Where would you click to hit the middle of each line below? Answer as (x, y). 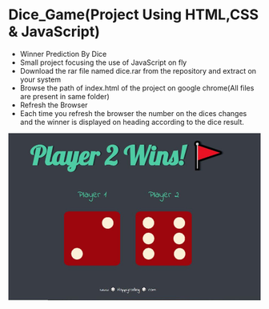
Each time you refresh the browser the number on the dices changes (133, 113)
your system (40, 79)
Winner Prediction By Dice (63, 54)
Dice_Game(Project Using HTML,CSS (133, 15)
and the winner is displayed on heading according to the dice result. (132, 122)
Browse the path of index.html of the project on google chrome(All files (137, 88)
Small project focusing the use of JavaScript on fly (103, 62)
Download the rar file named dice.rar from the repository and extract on (138, 70)
